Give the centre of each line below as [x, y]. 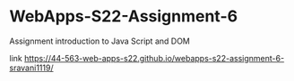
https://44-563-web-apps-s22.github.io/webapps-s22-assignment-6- [154, 58]
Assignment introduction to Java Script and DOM [99, 41]
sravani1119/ [31, 68]
